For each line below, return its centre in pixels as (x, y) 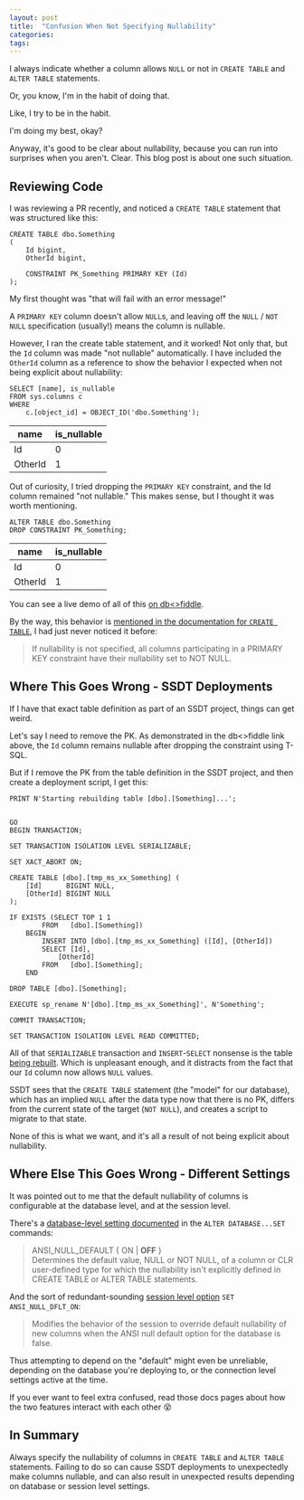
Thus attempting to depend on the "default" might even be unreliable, (139, 1360)
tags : (19, 43)
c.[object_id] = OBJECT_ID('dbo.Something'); (113, 413)
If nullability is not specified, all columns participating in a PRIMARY (157, 649)
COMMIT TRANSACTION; (48, 1020)
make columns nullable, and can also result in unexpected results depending (152, 1476)
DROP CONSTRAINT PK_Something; (68, 530)
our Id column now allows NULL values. (81, 1072)
